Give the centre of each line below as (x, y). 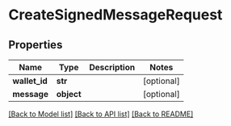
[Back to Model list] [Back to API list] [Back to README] (101, 114)
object (69, 94)
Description (112, 67)
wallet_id (30, 81)
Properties (36, 45)
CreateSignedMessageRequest (115, 15)
